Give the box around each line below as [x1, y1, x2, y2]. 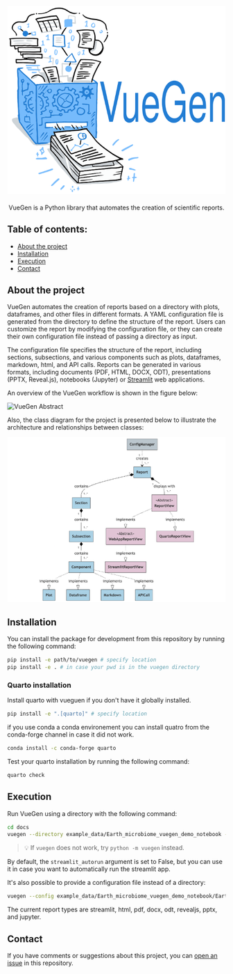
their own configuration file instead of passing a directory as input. [7, 332, 198, 340]
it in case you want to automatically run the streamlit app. [7, 865, 171, 873]
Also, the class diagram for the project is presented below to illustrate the [7, 416, 216, 424]
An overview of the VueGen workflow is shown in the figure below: [7, 389, 198, 398]
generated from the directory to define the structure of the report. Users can [7, 317, 225, 326]
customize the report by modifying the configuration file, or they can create [7, 325, 223, 333]
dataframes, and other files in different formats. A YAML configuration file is [7, 310, 224, 319]
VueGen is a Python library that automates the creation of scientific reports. [8, 203, 225, 212]
